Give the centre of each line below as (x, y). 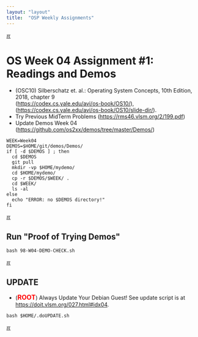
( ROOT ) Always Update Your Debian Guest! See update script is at (100, 298)
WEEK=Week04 (21, 141)
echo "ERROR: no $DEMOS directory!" (58, 200)
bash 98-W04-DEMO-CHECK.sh (41, 251)
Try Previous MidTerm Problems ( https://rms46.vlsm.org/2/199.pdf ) (100, 116)
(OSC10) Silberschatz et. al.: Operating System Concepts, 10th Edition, (104, 91)
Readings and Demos (61, 74)
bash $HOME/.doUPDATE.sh (38, 316)
